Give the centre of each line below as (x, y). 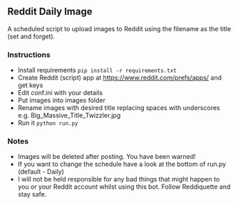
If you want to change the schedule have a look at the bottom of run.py (122, 164)
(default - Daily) (41, 172)
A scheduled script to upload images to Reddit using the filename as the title (119, 28)
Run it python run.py (48, 123)
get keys (30, 85)
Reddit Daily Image (50, 12)
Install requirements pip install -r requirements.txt (97, 70)
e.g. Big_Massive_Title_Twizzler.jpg (69, 116)
